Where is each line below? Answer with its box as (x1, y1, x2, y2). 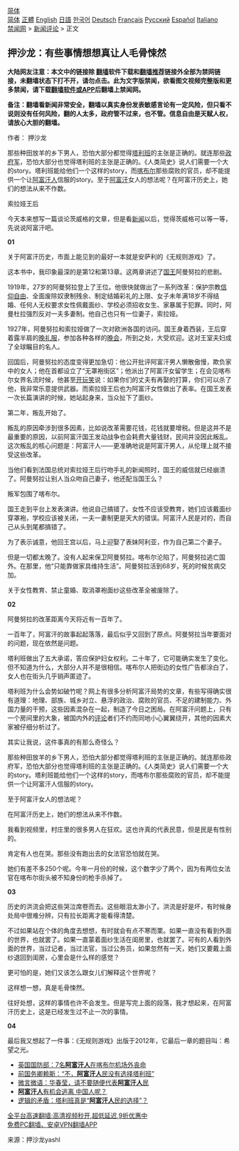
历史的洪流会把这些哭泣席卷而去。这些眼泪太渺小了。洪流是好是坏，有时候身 (7, 902, 232, 911)
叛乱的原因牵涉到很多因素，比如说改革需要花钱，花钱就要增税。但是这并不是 (7, 423, 232, 432)
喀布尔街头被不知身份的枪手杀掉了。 (19, 873, 126, 881)
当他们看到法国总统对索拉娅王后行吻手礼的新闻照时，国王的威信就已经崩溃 (7, 465, 225, 474)
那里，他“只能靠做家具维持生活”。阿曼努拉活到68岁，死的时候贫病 (26, 561, 221, 570)
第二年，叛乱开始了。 (7, 408, 70, 416)
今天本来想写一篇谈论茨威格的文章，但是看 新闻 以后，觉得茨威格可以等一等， (7, 214, 232, 222)
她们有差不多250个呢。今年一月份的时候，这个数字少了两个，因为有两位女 (7, 864, 225, 873)
